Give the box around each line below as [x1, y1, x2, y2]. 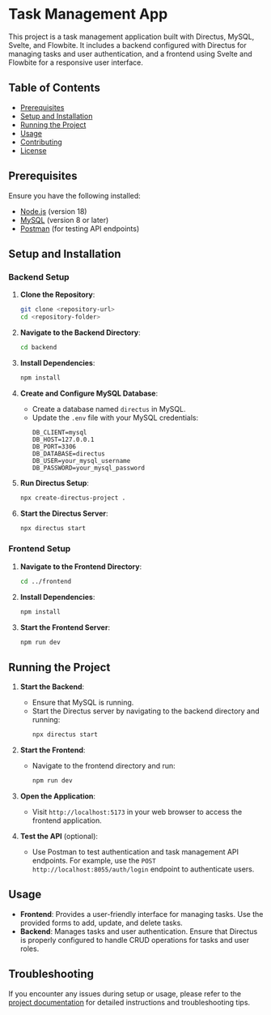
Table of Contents [8, 81, 101, 95]
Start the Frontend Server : [19, 622, 111, 632]
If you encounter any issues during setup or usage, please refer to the [8, 988, 241, 998]
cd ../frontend [19, 577, 72, 585]
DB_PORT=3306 [32, 443, 77, 451]
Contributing [19, 137, 62, 147]
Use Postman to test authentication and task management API [32, 846, 239, 856]
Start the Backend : [19, 682, 85, 692]
